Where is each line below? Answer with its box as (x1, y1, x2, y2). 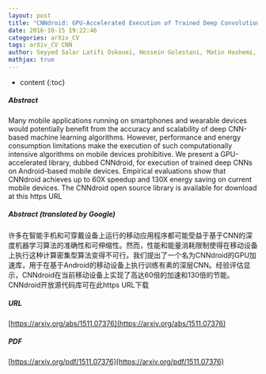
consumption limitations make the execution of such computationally (8, 140, 233, 151)
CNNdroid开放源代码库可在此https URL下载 (8, 280, 149, 289)
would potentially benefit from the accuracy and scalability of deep (8, 124, 227, 133)
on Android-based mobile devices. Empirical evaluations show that (8, 166, 226, 175)
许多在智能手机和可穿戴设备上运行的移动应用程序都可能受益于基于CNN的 (8, 231, 246, 240)
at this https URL (8, 191, 63, 200)
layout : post (8, 11, 51, 20)
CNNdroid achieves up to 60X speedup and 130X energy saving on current (8, 174, 252, 184)
